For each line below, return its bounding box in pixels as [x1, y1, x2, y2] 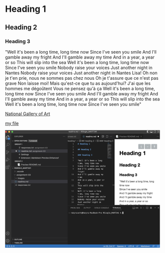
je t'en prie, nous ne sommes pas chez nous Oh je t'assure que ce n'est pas [5, 75, 159, 81]
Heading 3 [5, 38, 30, 45]
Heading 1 [5, 3, 47, 15]
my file [5, 120, 19, 126]
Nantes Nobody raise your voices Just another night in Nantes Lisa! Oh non [5, 70, 158, 76]
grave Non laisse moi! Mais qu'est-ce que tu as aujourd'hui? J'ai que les [5, 80, 151, 86]
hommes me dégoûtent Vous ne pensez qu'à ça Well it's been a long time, [5, 85, 155, 92]
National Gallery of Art [5, 111, 51, 117]
